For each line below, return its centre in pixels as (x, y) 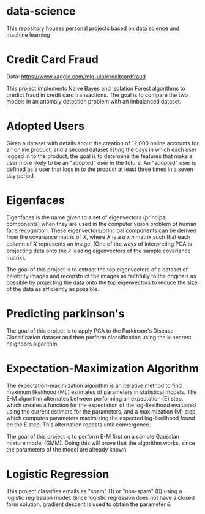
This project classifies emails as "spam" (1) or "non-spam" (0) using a (94, 491)
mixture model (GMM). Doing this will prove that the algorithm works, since (101, 443)
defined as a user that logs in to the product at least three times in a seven (100, 169)
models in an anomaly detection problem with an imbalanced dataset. (94, 101)
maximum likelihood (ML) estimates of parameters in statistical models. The (102, 392)
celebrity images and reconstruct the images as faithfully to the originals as (101, 276)
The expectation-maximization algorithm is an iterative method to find (94, 385)
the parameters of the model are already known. (67, 449)
